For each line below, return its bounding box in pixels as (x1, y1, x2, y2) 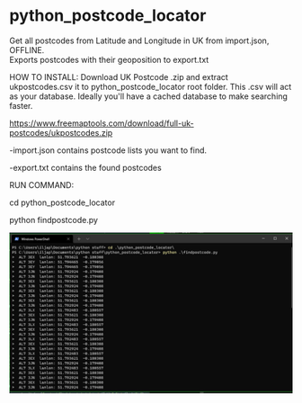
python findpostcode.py (9, 214, 99, 225)
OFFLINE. (9, 44, 45, 55)
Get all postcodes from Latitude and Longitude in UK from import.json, (9, 35, 270, 46)
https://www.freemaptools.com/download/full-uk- (9, 118, 195, 129)
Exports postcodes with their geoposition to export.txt (9, 54, 209, 65)
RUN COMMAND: (9, 179, 75, 190)
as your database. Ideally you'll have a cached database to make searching (9, 91, 288, 102)
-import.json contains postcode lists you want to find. (9, 145, 208, 156)
